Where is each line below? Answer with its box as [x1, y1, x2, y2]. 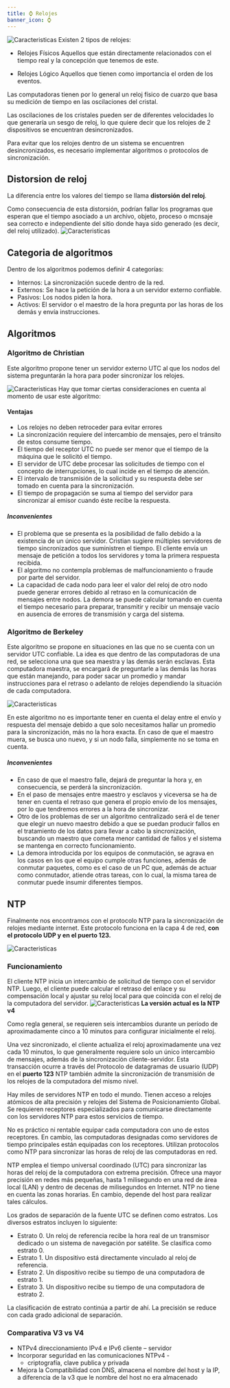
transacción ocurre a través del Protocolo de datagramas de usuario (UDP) [7, 1062, 219, 1071]
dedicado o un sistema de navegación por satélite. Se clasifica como [16, 1239, 211, 1247]
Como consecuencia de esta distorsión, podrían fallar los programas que [7, 205, 214, 214]
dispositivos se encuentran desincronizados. [7, 125, 134, 134]
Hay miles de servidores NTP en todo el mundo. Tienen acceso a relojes [7, 1090, 211, 1099]
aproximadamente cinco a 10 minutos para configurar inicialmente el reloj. [7, 1027, 216, 1035]
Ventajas [7, 408, 33, 416]
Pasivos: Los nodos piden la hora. [16, 293, 113, 302]
